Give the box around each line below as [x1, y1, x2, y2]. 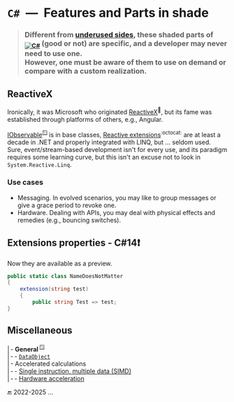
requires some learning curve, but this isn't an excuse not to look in [7, 153, 201, 161]
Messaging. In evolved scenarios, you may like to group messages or [17, 193, 217, 202]
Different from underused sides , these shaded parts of [24, 30, 214, 40]
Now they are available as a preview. [7, 259, 112, 268]
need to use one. [24, 49, 82, 59]
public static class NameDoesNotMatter [7, 272, 124, 279]
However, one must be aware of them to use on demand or [24, 57, 226, 67]
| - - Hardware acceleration [7, 375, 85, 383]
